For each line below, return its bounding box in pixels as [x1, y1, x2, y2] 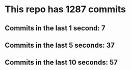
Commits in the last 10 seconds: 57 [5, 58, 118, 67]
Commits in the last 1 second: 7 [5, 24, 106, 32]
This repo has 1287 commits [5, 4, 126, 15]
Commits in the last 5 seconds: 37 [5, 41, 115, 49]
